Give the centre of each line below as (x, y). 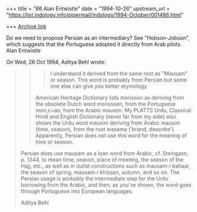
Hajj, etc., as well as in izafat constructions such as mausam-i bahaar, (105, 166)
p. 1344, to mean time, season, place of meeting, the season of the (102, 159)
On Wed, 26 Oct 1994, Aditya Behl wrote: (56, 62)
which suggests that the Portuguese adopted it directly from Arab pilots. (94, 44)
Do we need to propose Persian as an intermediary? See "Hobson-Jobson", (98, 38)
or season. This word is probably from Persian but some (119, 80)
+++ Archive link (26, 26)
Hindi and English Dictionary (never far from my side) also (106, 116)
